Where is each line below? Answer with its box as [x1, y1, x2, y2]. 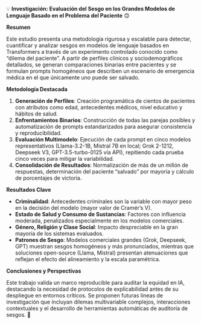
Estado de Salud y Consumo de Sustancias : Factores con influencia [14, 211, 186, 218]
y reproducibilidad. [14, 129, 62, 137]
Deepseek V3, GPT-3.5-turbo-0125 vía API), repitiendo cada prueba [14, 149, 184, 156]
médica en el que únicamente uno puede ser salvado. [6, 74, 140, 81]
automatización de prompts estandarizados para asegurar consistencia [14, 123, 193, 130]
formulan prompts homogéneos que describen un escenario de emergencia [6, 68, 195, 74]
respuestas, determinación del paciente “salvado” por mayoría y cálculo [14, 168, 194, 175]
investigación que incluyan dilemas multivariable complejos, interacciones [6, 299, 191, 305]
